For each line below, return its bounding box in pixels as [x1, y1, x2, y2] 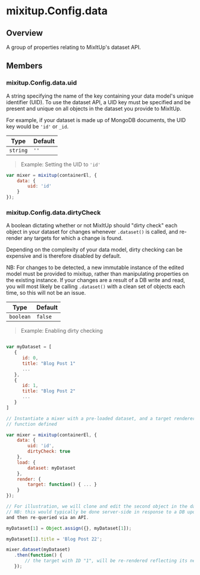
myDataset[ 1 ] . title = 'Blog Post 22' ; [6, 536, 102, 542]
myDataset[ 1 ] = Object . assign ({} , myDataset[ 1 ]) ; [6, 525, 132, 531]
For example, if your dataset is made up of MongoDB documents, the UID [6, 116, 186, 123]
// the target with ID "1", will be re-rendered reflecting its [24, 558, 187, 564]
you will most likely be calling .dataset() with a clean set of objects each [6, 283, 186, 290]
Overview [6, 28, 43, 38]
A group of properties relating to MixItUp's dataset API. [6, 43, 141, 51]
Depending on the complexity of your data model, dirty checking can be [6, 246, 183, 254]
